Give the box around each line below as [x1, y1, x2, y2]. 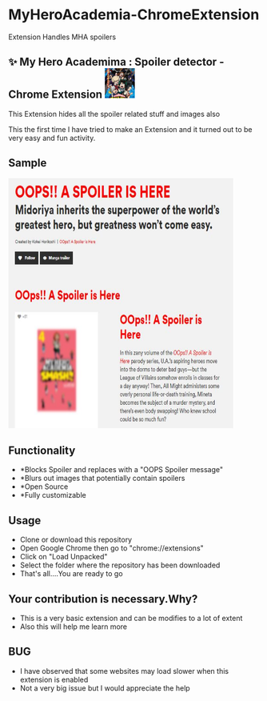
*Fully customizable [19, 491, 86, 500]
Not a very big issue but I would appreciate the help [19, 683, 190, 693]
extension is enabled [19, 675, 89, 684]
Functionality [8, 443, 76, 457]
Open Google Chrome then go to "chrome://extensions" [19, 543, 204, 553]
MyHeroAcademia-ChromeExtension [8, 6, 260, 24]
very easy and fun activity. [8, 133, 96, 142]
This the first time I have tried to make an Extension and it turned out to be [8, 124, 253, 134]
